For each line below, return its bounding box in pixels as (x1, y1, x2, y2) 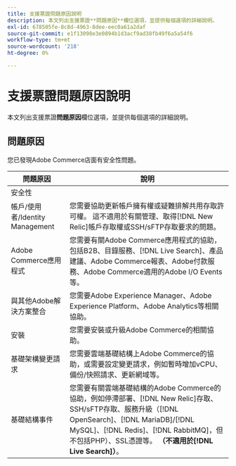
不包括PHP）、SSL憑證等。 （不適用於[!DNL (69, 436, 214, 446)
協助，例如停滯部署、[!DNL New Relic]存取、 (69, 393, 218, 403)
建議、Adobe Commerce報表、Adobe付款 (69, 256, 209, 266)
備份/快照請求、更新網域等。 (69, 370, 164, 379)
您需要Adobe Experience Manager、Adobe (69, 290, 212, 300)
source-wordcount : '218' (7, 43, 80, 50)
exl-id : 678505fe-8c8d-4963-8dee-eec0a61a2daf (7, 23, 146, 30)
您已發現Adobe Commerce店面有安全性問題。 (7, 156, 140, 164)
